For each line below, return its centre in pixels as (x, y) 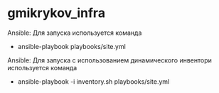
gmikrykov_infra (56, 13)
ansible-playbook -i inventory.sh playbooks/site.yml (94, 81)
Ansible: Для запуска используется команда (75, 33)
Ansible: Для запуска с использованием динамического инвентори (109, 60)
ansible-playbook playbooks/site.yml (71, 46)
